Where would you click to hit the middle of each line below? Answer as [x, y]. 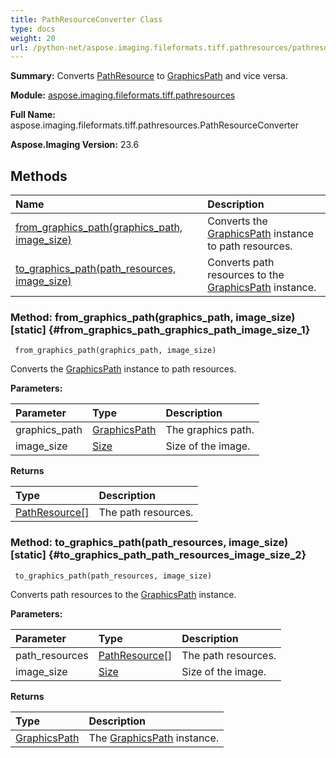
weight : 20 [33, 38]
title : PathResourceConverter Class [86, 19]
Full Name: [33, 115]
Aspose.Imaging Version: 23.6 [75, 145]
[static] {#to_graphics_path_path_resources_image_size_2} [158, 555]
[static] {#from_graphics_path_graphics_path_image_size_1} [160, 329]
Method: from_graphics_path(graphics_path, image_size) [153, 317]
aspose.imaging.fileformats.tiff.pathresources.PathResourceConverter [154, 125]
